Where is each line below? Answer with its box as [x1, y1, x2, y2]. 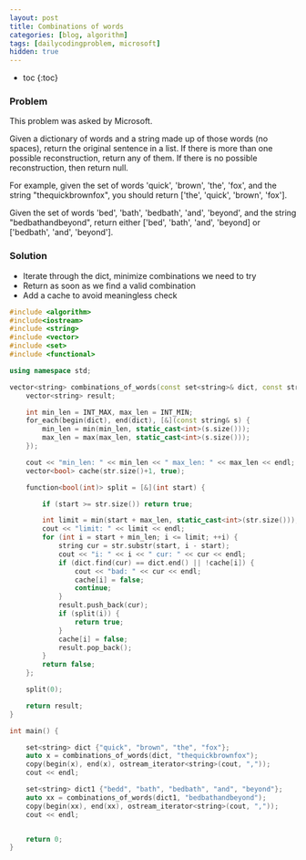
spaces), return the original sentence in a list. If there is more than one [9, 143, 273, 154]
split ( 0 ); [25, 685, 64, 694]
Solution [9, 250, 48, 263]
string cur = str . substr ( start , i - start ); [57, 542, 230, 551]
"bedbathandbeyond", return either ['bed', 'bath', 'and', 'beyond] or [9, 217, 261, 228]
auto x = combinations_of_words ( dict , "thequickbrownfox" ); [25, 751, 259, 761]
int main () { [9, 726, 59, 735]
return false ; [42, 660, 96, 669]
